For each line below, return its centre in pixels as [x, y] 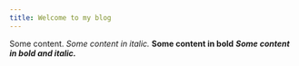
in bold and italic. [43, 53]
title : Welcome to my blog [60, 18]
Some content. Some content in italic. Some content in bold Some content [150, 43]
